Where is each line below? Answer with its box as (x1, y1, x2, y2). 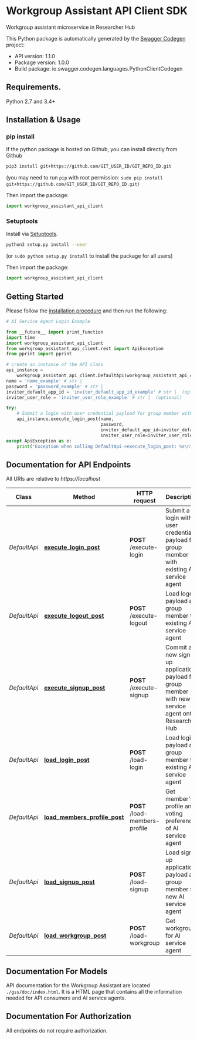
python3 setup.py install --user (6, 242, 88, 248)
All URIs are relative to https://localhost (6, 475, 101, 482)
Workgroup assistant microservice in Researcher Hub (6, 24, 135, 31)
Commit (165, 643, 188, 651)
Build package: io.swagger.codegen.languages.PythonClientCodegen (14, 65, 183, 72)
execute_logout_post (43, 612, 104, 620)
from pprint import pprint (6, 351, 72, 357)
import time (6, 334, 35, 341)
